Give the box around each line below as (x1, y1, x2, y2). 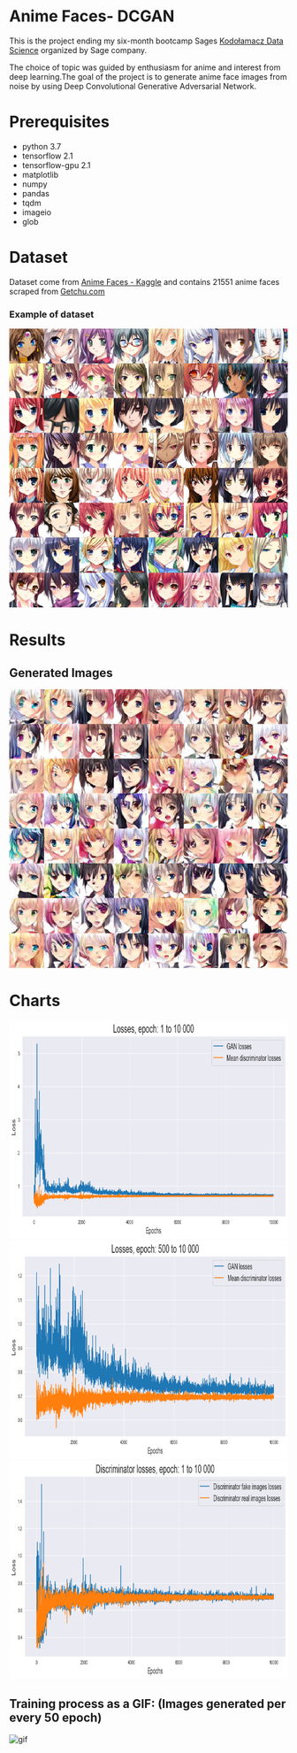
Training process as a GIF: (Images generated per (9, 1696, 286, 1711)
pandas (21, 188, 50, 198)
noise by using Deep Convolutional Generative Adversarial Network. (9, 81, 257, 91)
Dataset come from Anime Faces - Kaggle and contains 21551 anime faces (9, 276, 280, 287)
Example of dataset (9, 308, 95, 320)
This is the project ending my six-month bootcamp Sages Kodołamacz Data (9, 35, 285, 46)
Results (9, 630, 66, 650)
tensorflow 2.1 (21, 150, 73, 161)
